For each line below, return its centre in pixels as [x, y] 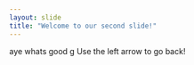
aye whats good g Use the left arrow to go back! [97, 51]
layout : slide [36, 17]
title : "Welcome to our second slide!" [83, 26]
